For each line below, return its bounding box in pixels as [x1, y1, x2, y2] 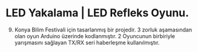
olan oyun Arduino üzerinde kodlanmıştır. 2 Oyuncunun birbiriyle [14, 32, 175, 39]
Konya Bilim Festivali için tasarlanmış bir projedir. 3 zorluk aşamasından [14, 26, 192, 33]
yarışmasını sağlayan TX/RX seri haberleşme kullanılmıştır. [14, 39, 160, 46]
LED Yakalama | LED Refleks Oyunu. [5, 6, 189, 20]
